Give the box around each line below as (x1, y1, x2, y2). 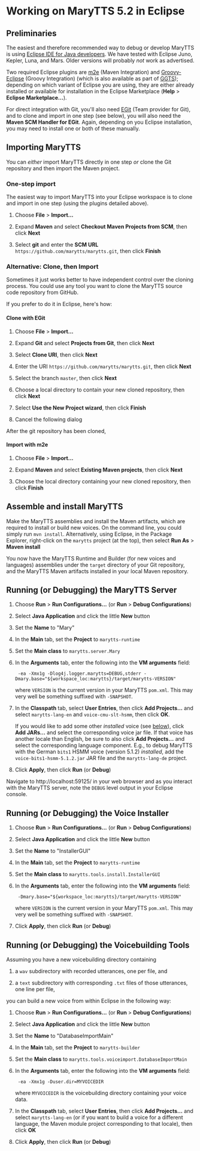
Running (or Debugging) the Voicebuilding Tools (6, 940, 190, 950)
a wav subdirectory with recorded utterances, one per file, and (14, 968, 168, 975)
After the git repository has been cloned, (6, 427, 107, 434)
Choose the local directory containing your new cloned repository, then (14, 477, 191, 485)
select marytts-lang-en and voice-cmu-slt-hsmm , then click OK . (14, 711, 170, 718)
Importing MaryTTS (6, 143, 81, 153)
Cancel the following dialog (14, 416, 83, 423)
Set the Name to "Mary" (14, 624, 75, 631)
